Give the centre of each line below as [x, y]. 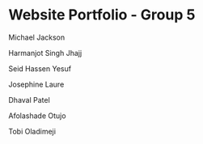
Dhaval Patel [29, 100]
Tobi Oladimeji [32, 131]
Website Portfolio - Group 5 [102, 15]
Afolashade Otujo [37, 116]
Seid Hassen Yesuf [40, 68]
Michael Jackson [37, 37]
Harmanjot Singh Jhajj [45, 53]
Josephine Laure [36, 84]
